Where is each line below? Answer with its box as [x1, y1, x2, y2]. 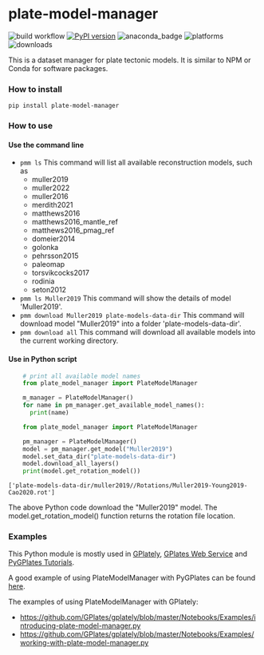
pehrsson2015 [31, 251, 79, 260]
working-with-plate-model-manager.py [19, 638, 149, 648]
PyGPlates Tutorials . [8, 558, 74, 567]
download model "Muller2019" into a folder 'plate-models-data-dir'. [19, 319, 242, 328]
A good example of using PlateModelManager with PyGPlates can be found [8, 573, 256, 583]
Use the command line [8, 140, 85, 149]
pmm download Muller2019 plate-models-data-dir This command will [19, 311, 245, 320]
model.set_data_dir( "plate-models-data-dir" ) [22, 452, 177, 460]
